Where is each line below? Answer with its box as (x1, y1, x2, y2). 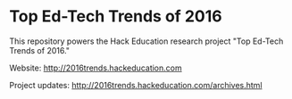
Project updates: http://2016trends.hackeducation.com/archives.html (9, 79, 263, 90)
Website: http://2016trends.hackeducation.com (9, 62, 182, 73)
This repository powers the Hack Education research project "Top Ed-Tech (9, 36, 284, 46)
